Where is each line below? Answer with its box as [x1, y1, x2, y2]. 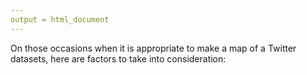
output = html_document [10, 14, 110, 25]
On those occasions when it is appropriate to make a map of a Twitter [10, 42, 297, 54]
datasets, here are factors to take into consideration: [10, 52, 227, 65]
